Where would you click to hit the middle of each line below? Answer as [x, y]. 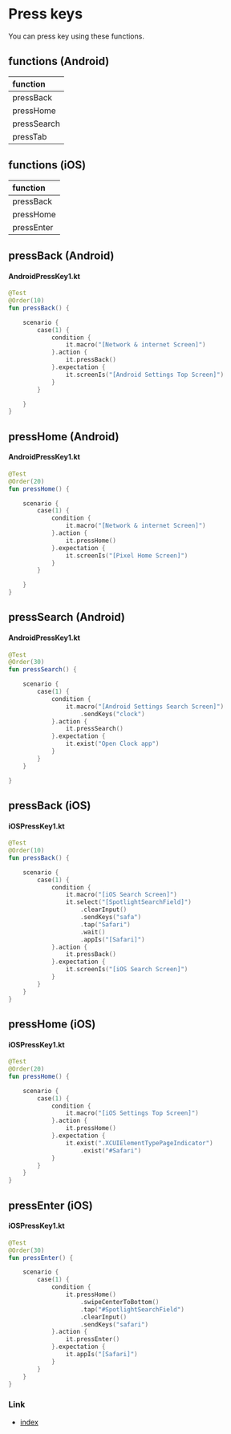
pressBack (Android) [61, 255]
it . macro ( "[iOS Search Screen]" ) [122, 895]
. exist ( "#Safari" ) [111, 1150]
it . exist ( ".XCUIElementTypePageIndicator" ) [140, 1143]
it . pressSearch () [95, 729]
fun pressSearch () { [43, 670]
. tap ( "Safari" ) [105, 924]
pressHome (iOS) [52, 1024]
